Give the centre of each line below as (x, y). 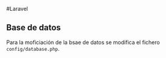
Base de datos (34, 27)
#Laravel (17, 9)
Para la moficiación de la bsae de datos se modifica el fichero (83, 42)
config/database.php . (33, 48)
